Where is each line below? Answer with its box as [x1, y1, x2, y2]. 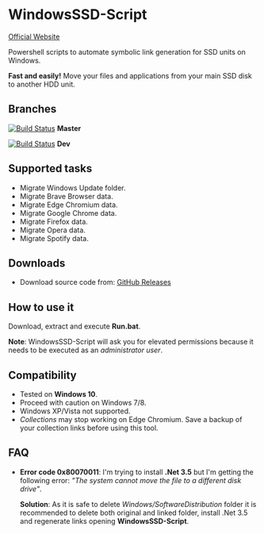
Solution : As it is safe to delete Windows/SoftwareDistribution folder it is [19, 499, 257, 509]
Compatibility [8, 368, 77, 382]
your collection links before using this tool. [19, 423, 159, 432]
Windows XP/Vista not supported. [19, 406, 131, 416]
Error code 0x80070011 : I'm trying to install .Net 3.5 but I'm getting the [19, 467, 254, 477]
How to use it [8, 300, 75, 314]
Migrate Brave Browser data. [19, 191, 113, 201]
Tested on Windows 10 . [19, 390, 98, 398]
